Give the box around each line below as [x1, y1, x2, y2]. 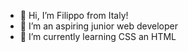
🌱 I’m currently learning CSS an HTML [19, 31, 177, 42]
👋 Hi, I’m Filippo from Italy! [19, 10, 129, 21]
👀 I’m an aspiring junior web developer [19, 20, 178, 32]
